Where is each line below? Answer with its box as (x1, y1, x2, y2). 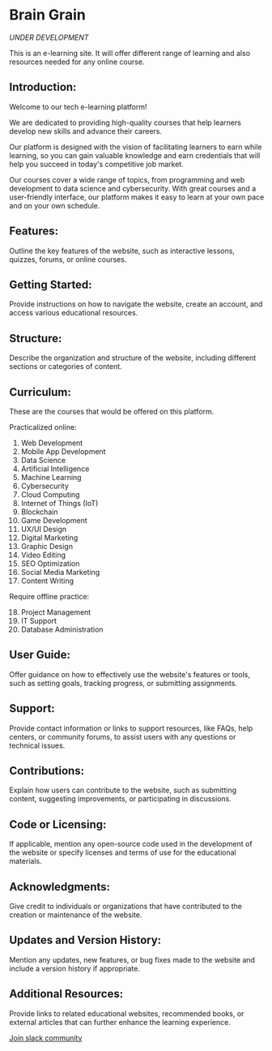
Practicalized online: (9, 423, 77, 431)
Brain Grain (9, 6, 86, 24)
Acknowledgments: (9, 880, 111, 894)
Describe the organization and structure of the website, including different (9, 353, 257, 362)
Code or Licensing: (9, 817, 107, 831)
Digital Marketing (20, 533, 79, 543)
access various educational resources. (9, 308, 138, 318)
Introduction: (9, 80, 77, 94)
